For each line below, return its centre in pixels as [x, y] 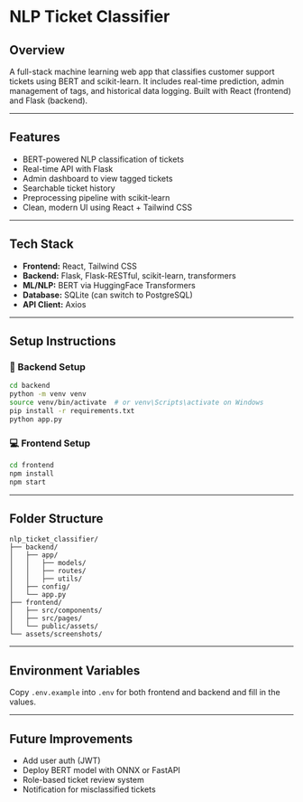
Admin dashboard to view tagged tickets [97, 178]
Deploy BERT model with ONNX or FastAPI [101, 770]
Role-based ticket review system [83, 780]
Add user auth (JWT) [61, 760]
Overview [37, 50]
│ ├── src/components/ [56, 611]
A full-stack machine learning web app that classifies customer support [142, 71]
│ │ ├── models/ [48, 563]
